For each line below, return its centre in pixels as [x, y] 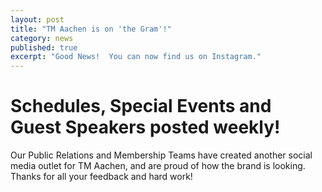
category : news [42, 38]
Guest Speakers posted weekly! [145, 127]
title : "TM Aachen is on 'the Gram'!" [91, 29]
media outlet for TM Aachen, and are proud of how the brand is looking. [158, 166]
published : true [44, 47]
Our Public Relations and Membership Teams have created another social [161, 155]
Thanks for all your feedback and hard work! [101, 177]
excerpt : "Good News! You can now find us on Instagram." [136, 57]
